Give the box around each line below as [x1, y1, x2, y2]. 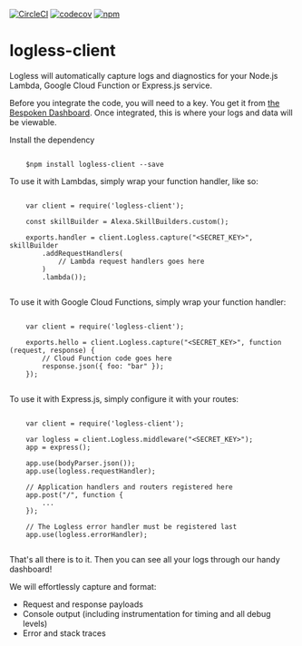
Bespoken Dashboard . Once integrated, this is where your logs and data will [9, 107, 293, 118]
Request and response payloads [22, 599, 143, 610]
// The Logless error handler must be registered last [25, 522, 238, 531]
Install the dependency [9, 134, 95, 145]
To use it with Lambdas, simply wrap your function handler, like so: [9, 175, 258, 186]
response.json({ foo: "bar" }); [42, 361, 165, 371]
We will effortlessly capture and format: [9, 581, 157, 592]
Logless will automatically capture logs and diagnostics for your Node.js [9, 70, 278, 81]
